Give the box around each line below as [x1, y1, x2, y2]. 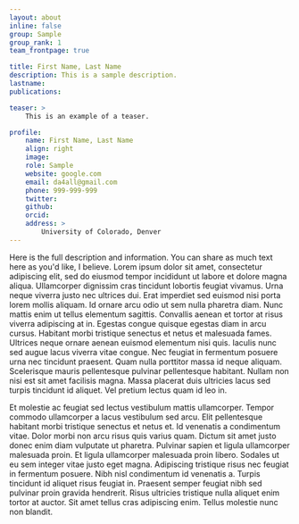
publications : [9, 87, 62, 96]
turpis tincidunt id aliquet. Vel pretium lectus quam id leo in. [9, 385, 228, 395]
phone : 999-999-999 [25, 186, 98, 195]
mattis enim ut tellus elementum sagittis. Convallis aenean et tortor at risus [9, 309, 284, 320]
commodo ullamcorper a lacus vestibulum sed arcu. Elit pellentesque [9, 412, 263, 422]
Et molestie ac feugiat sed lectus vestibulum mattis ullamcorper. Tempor [9, 402, 275, 412]
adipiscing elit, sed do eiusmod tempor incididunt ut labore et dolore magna [9, 270, 287, 281]
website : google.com [25, 169, 102, 179]
